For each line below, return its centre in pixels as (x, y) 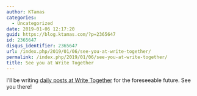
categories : (21, 18)
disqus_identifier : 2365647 (42, 46)
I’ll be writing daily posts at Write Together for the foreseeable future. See (99, 80)
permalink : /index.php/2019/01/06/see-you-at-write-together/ (87, 57)
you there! (19, 86)
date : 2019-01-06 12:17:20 (41, 29)
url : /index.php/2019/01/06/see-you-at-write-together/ (79, 52)
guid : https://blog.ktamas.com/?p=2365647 (61, 35)
